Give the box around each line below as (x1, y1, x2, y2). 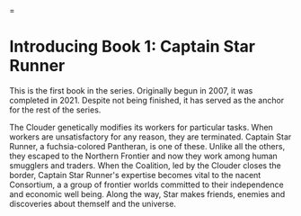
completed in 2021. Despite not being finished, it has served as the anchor (9, 94, 285, 105)
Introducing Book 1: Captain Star (9, 37, 256, 57)
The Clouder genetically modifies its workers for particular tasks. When (9, 121, 274, 132)
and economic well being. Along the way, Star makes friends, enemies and (9, 188, 286, 199)
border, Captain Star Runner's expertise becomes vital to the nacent (9, 169, 261, 180)
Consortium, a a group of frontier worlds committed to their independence (9, 179, 285, 190)
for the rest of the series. (9, 104, 102, 115)
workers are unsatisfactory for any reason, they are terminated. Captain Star (9, 131, 292, 142)
